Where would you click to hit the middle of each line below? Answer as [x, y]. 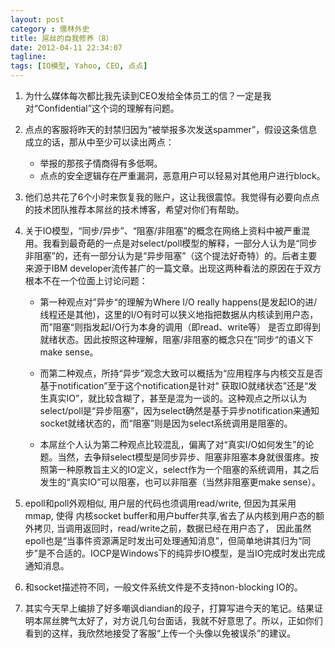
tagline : [28, 57]
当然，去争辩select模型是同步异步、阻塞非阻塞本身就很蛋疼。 [184, 457]
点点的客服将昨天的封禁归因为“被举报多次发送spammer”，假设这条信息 [171, 129]
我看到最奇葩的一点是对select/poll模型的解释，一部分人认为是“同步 [180, 243]
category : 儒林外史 [50, 29]
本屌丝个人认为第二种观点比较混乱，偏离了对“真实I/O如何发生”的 [172, 444]
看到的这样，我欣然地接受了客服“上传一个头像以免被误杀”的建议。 [160, 633]
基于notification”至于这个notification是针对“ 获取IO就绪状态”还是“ [174, 385]
